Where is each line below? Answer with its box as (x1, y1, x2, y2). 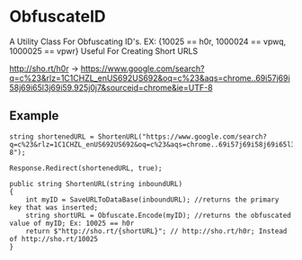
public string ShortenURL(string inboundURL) (9, 179, 182, 188)
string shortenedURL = (9, 132, 94, 141)
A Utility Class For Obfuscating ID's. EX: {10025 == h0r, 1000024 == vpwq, (9, 36, 287, 47)
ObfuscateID (9, 6, 106, 27)
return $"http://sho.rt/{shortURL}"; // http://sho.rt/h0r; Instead (25, 227, 288, 236)
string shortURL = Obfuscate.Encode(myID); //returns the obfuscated (25, 211, 292, 220)
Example (9, 108, 59, 123)
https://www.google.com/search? (80, 63, 205, 74)
